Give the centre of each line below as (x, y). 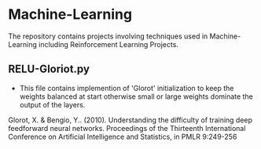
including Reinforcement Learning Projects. (109, 44)
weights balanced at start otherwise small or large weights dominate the (136, 96)
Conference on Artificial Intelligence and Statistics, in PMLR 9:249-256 (123, 136)
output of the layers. (52, 104)
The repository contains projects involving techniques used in (108, 36)
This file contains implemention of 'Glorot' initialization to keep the (127, 88)
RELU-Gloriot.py (49, 69)
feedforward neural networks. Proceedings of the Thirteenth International (127, 128)
